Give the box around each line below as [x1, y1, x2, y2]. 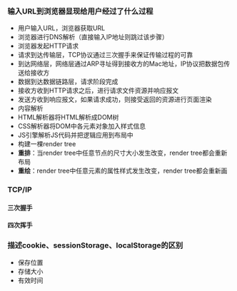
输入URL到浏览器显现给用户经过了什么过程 [7, 6, 153, 16]
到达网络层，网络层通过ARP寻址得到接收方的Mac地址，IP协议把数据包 [17, 59, 224, 68]
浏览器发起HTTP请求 [17, 41, 79, 51]
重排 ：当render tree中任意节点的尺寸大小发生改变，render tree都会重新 [17, 148, 228, 158]
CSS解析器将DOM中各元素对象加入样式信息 [17, 122, 146, 131]
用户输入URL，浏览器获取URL [17, 24, 106, 33]
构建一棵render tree [17, 140, 76, 148]
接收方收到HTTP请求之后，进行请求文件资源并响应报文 [17, 86, 179, 95]
